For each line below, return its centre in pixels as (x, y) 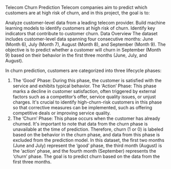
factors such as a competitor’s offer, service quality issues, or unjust (84, 97)
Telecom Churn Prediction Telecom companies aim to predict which (76, 7)
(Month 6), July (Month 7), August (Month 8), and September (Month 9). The (86, 44)
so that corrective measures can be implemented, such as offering (82, 107)
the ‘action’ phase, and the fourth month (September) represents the (84, 151)
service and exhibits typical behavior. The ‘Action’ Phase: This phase (84, 86)
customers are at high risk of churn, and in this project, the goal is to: (78, 13)
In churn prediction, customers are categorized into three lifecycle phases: (83, 70)
